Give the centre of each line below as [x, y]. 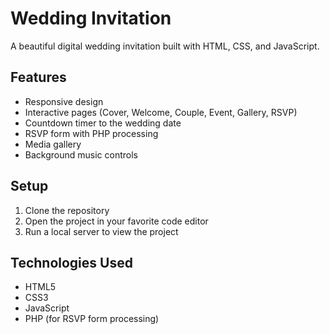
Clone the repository [67, 210]
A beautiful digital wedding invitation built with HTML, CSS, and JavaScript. [165, 46]
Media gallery [53, 144]
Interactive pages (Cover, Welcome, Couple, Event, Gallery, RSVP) [161, 112]
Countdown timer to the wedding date [103, 123]
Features [38, 77]
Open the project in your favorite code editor [116, 221]
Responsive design [64, 101]
